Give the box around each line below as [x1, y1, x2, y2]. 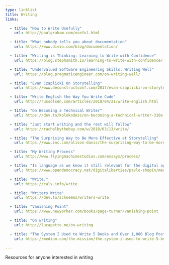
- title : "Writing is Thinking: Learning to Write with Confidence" [10, 53, 156, 58]
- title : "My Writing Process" [10, 149, 75, 155]
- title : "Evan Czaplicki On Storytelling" [10, 81, 102, 86]
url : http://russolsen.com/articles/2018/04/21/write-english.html [14, 99, 158, 104]
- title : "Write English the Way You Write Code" [10, 94, 116, 99]
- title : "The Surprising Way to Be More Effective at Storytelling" [10, 136, 158, 141]
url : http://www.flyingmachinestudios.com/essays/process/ [14, 154, 141, 159]
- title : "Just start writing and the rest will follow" [10, 121, 132, 127]
